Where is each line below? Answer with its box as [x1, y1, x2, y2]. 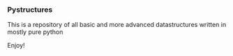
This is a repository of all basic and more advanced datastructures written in [7, 21, 227, 29]
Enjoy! [7, 41, 26, 50]
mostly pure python [7, 28, 63, 36]
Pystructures [7, 5, 53, 15]
